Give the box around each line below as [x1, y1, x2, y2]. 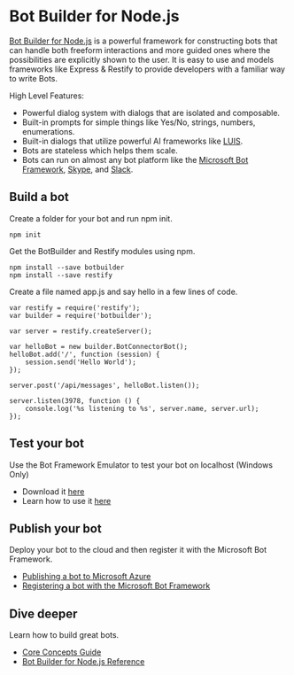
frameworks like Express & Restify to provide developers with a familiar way [9, 64, 286, 74]
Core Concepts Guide [21, 647, 102, 657]
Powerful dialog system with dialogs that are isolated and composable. [21, 107, 281, 118]
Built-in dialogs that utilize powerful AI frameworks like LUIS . [21, 136, 244, 146]
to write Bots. [9, 73, 58, 83]
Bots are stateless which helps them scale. [21, 144, 179, 156]
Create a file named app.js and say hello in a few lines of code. [9, 286, 238, 297]
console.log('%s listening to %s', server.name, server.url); [25, 404, 259, 413]
